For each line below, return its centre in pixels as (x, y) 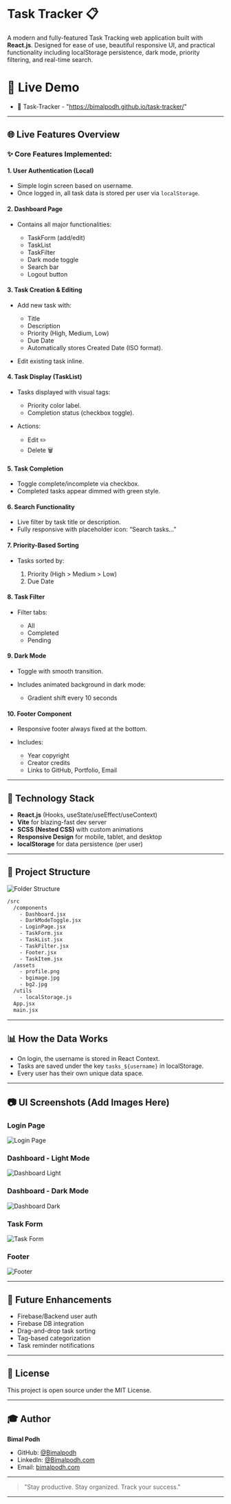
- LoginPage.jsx (43, 927)
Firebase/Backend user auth (57, 1316)
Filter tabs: (32, 612)
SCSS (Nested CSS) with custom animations (80, 830)
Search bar (43, 267)
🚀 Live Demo (43, 88)
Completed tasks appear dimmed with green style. (88, 491)
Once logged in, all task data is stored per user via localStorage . (108, 193)
